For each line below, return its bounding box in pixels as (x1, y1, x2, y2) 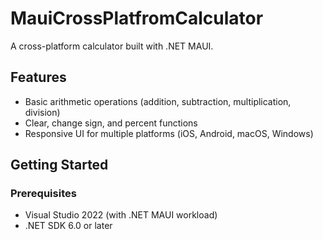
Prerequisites (10, 187, 77, 201)
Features (10, 69, 67, 86)
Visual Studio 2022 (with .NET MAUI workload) (24, 209, 218, 221)
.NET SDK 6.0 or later (24, 220, 113, 232)
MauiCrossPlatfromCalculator (10, 7, 264, 30)
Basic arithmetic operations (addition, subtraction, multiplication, (24, 95, 292, 107)
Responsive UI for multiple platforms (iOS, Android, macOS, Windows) (24, 127, 314, 139)
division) (24, 106, 61, 118)
